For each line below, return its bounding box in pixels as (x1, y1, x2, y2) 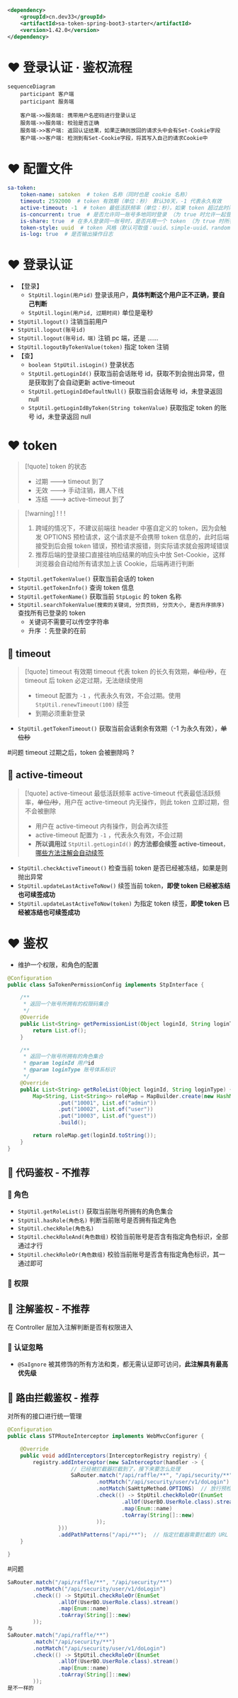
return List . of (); (33, 1027, 87, 1034)
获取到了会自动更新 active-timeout (34, 378, 135, 387)
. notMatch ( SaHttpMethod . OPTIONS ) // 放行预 (96, 1485, 227, 1493)
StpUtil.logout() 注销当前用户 (17, 317, 108, 326)
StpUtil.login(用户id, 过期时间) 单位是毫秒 (28, 308, 154, 317)
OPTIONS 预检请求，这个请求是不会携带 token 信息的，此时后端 (43, 533, 229, 542)
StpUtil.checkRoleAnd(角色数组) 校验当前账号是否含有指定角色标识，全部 (17, 1232, 229, 1241)
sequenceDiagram (7, 83, 55, 90)
